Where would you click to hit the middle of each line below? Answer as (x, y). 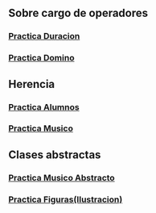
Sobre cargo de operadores (78, 13)
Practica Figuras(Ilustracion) (66, 199)
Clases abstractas (55, 155)
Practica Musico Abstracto (62, 177)
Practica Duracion (44, 36)
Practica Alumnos (44, 106)
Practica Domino (41, 58)
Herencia (32, 84)
